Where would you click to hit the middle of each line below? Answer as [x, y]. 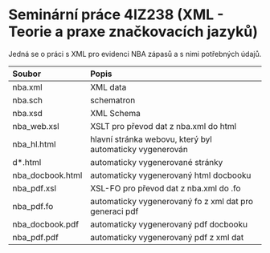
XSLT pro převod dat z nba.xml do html [163, 126]
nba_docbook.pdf [45, 224]
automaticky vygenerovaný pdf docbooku [168, 224]
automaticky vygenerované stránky [156, 162]
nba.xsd [27, 113]
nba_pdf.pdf [35, 237]
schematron [112, 100]
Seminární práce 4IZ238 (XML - [116, 15]
